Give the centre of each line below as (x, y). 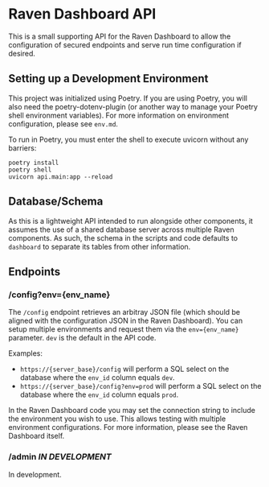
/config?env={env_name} (59, 295)
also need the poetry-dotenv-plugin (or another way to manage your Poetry (133, 106)
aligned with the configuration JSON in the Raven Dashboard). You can (126, 321)
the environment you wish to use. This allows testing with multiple (117, 419)
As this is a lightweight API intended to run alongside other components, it (130, 221)
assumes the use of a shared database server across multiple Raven (121, 229)
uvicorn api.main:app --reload (61, 177)
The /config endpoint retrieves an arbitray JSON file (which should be (124, 312)
